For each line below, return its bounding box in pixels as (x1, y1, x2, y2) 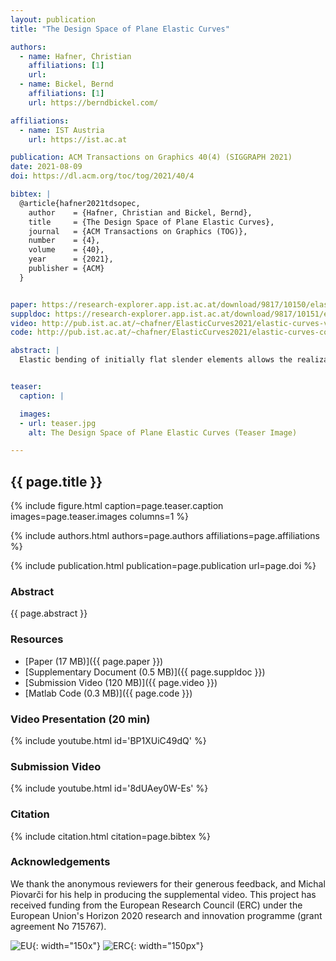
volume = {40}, (28, 245, 105, 255)
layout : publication (10, 14, 97, 25)
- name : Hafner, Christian (19, 51, 132, 61)
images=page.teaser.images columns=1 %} (10, 511, 190, 523)
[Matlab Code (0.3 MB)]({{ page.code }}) (24, 687, 193, 699)
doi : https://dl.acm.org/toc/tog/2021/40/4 (10, 171, 195, 181)
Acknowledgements (10, 855, 111, 869)
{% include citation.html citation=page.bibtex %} (10, 830, 211, 842)
